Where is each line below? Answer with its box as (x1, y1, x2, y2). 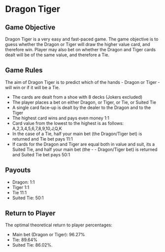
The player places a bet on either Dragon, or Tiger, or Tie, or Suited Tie (12, 99, 157, 105)
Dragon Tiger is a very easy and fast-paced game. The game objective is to (5, 36, 159, 42)
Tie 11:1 (12, 189, 27, 195)
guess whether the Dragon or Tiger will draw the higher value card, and (5, 41, 150, 47)
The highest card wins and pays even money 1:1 (12, 115, 109, 121)
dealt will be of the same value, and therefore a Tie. (5, 52, 110, 58)
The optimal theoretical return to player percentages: (5, 222, 112, 228)
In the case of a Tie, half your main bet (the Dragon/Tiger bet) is (12, 131, 142, 137)
